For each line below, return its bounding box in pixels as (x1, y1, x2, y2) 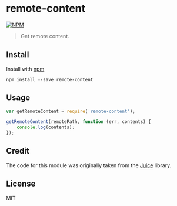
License (6, 179, 36, 189)
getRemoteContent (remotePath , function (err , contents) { (6, 119, 151, 125)
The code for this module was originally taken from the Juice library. (6, 161, 172, 169)
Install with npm (6, 65, 45, 72)
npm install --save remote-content (6, 77, 93, 82)
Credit (6, 146, 29, 156)
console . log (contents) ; (16, 124, 75, 131)
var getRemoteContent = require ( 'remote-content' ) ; (6, 108, 135, 114)
